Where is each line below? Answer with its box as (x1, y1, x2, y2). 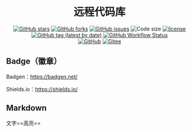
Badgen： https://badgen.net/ (6, 73, 78, 80)
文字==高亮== (6, 119, 41, 127)
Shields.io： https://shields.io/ (6, 85, 78, 93)
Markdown (6, 103, 47, 113)
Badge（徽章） (6, 57, 62, 67)
